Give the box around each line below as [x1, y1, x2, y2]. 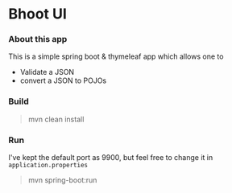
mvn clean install [27, 114, 85, 124]
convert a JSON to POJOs [19, 76, 107, 85]
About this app [8, 34, 68, 45]
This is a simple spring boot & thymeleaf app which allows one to [8, 51, 224, 61]
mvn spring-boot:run [27, 175, 97, 185]
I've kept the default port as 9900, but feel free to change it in [8, 153, 213, 162]
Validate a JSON [19, 68, 75, 77]
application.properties [8, 162, 89, 170]
